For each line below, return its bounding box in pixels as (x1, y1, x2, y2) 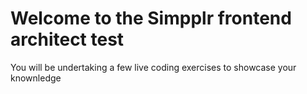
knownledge (10, 72, 62, 84)
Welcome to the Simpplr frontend (10, 7, 292, 30)
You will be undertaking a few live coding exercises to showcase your (10, 61, 297, 73)
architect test (10, 28, 125, 51)
